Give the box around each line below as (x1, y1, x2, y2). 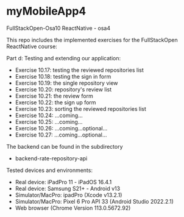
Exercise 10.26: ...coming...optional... (15, 124, 108, 132)
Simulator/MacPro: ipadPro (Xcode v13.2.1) (15, 191, 122, 199)
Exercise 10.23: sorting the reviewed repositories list (15, 105, 146, 112)
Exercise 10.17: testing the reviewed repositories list (15, 66, 144, 74)
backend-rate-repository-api (15, 154, 88, 162)
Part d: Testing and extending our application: (6, 54, 121, 62)
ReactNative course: (6, 43, 58, 50)
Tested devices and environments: (6, 166, 93, 174)
